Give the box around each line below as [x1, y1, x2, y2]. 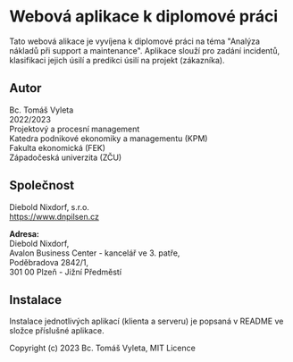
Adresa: [9, 228, 40, 239]
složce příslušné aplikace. [9, 325, 105, 336]
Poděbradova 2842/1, [9, 257, 89, 267]
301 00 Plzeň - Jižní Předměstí [9, 266, 122, 277]
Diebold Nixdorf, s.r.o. [9, 201, 89, 212]
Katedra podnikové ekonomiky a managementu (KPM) [9, 132, 208, 144]
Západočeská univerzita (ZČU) [9, 152, 122, 163]
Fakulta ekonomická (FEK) [9, 142, 105, 153]
